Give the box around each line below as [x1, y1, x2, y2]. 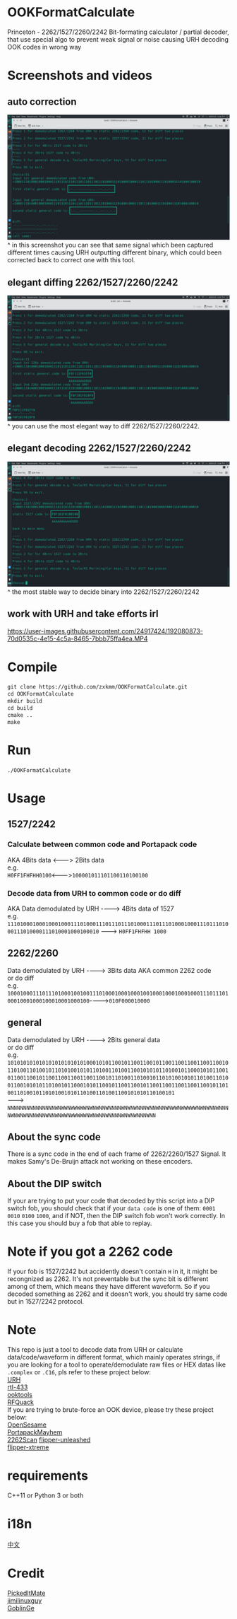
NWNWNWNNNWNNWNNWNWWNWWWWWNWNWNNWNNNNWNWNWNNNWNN [7, 1111, 157, 1119]
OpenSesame [7, 1420, 47, 1429]
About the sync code [7, 1130, 101, 1142]
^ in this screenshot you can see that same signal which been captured [7, 241, 214, 250]
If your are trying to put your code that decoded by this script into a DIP [7, 1196, 215, 1205]
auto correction [7, 95, 77, 107]
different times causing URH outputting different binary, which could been [7, 248, 222, 257]
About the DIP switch [7, 1178, 102, 1190]
